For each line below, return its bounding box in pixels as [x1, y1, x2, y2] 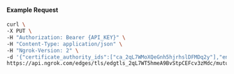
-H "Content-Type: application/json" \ [6, 40, 123, 47]
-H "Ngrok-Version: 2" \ [6, 47, 79, 54]
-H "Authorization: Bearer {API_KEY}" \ [6, 34, 126, 41]
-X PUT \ [6, 28, 32, 35]
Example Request [6, 6, 59, 14]
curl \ [6, 21, 26, 28]
